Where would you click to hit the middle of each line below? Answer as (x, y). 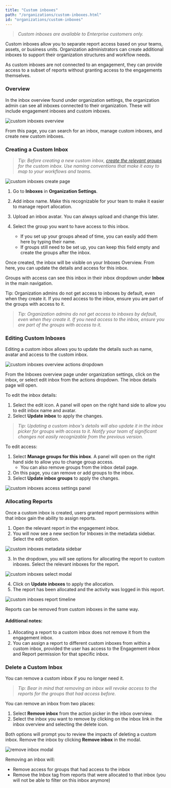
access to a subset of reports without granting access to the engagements (84, 70)
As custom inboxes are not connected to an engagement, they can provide (84, 65)
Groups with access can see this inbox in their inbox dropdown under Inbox (85, 278)
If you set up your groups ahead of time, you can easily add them (89, 236)
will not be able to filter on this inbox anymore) (62, 780)
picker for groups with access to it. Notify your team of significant (87, 431)
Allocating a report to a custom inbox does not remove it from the (81, 632)
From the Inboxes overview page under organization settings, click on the (82, 374)
